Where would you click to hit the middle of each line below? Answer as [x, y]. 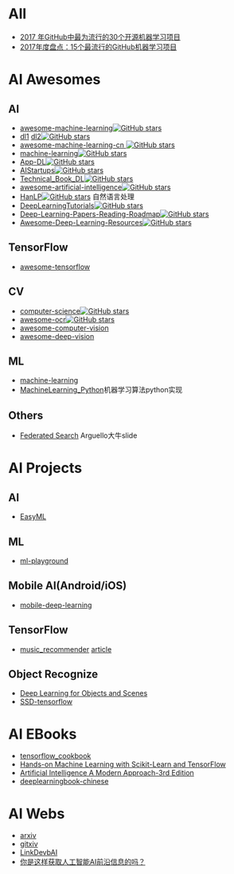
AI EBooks [43, 734]
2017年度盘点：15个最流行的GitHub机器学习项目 [98, 47]
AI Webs [37, 814]
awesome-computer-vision [64, 328]
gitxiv [29, 844]
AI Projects [45, 468]
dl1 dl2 [30, 136]
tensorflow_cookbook [55, 756]
